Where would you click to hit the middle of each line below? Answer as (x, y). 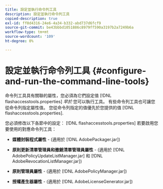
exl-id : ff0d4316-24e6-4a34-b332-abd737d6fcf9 (53, 23)
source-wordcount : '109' (30, 37)
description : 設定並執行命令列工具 (37, 14)
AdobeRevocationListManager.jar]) (47, 161)
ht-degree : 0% (19, 41)
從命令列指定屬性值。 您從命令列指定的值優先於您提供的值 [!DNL (70, 108)
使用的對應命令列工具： (33, 129)
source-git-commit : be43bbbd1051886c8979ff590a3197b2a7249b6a (69, 28)
